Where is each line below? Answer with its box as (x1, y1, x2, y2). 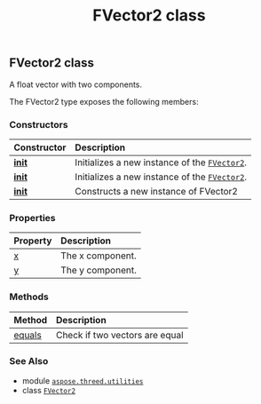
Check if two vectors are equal (56, 329, 184, 341)
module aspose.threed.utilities (21, 375, 144, 386)
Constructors (9, 118, 68, 131)
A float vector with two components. (9, 79, 143, 90)
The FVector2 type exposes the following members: (9, 96, 199, 107)
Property (13, 234, 52, 247)
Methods (9, 290, 49, 303)
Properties (9, 211, 56, 224)
